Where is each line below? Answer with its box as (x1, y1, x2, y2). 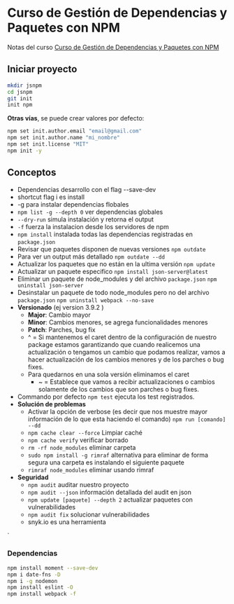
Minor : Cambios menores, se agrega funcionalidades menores (27, 317, 208, 327)
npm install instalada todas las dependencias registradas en (17, 230, 193, 238)
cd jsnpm (7, 88, 33, 95)
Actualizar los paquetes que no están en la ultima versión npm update (17, 259, 215, 268)
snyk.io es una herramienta (27, 517, 106, 526)
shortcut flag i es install (17, 193, 85, 201)
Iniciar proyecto (7, 63, 78, 75)
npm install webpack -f (7, 591, 77, 598)
